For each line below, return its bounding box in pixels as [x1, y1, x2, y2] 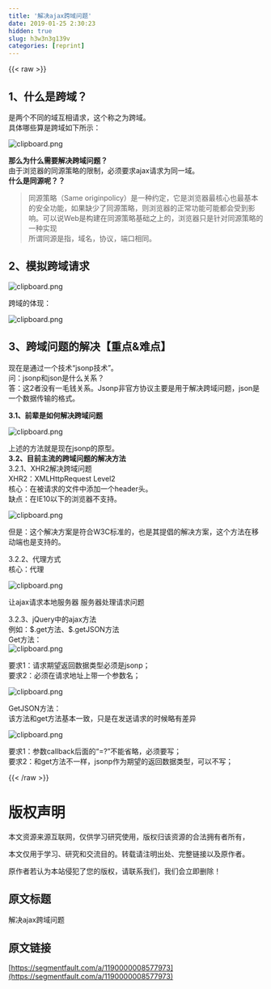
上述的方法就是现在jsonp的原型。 [8, 443, 120, 453]
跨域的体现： [8, 298, 51, 308]
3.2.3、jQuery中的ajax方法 [8, 614, 97, 624]
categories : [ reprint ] [8, 42, 85, 50]
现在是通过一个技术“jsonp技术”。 [8, 363, 119, 372]
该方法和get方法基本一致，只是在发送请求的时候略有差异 [8, 713, 197, 723]
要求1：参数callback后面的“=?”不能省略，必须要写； [8, 746, 182, 756]
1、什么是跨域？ [8, 90, 88, 104]
